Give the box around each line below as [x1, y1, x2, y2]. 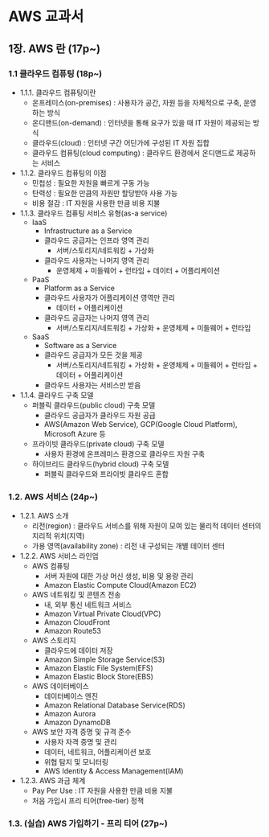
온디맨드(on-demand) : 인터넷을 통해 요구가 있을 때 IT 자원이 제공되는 [31, 117, 251, 127]
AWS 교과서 [8, 7, 84, 26]
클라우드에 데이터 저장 [43, 646, 114, 655]
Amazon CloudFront [43, 617, 111, 627]
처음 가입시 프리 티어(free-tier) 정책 [31, 796, 145, 806]
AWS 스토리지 [31, 636, 76, 646]
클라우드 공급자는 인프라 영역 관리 [43, 235, 150, 245]
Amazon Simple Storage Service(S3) [43, 654, 165, 664]
